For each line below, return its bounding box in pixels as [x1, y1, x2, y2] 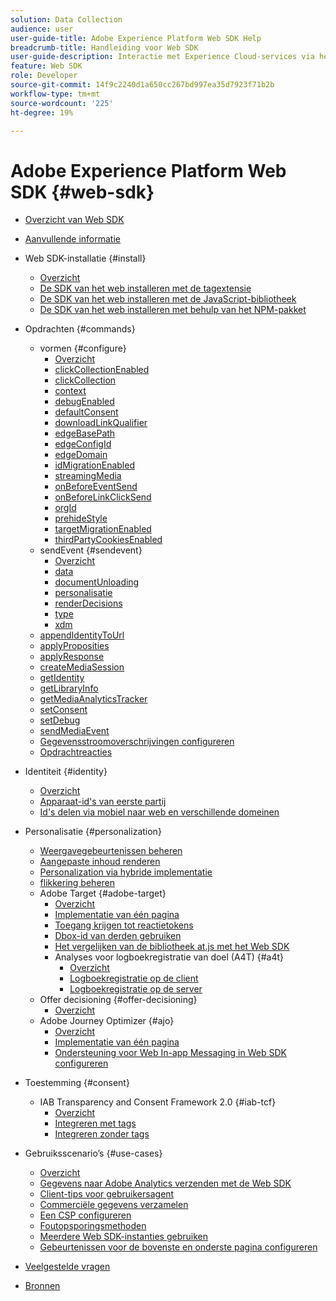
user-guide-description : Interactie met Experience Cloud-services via [10, 52, 315, 62]
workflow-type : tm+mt [10, 89, 101, 99]
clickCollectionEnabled [54, 364, 150, 376]
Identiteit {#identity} [24, 766, 108, 778]
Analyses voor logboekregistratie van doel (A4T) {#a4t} [54, 951, 285, 963]
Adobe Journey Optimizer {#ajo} [39, 1015, 175, 1027]
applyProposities [39, 640, 110, 652]
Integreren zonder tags [54, 1128, 150, 1140]
